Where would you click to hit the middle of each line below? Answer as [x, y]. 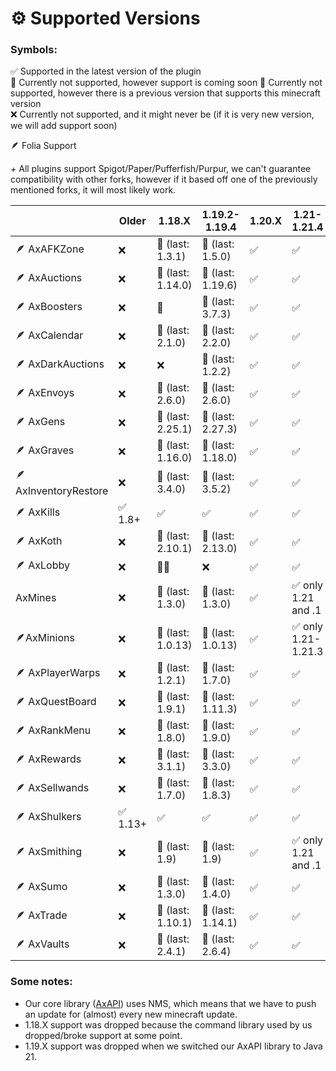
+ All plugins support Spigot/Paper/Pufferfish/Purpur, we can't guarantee [161, 169]
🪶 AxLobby [42, 565]
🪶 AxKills [38, 512]
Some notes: [41, 982]
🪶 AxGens [40, 421]
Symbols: [34, 50]
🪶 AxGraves [45, 450]
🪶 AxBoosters [49, 306]
